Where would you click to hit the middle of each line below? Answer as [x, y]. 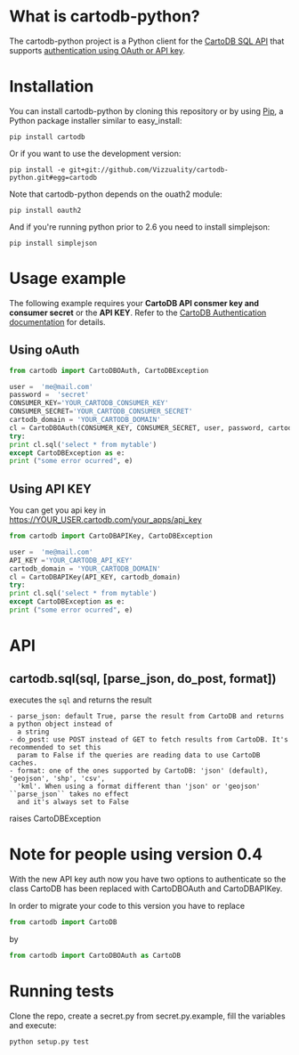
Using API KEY [50, 488]
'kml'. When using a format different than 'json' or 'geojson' [139, 786]
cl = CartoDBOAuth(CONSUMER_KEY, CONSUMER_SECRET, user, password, [137, 428]
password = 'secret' [49, 395]
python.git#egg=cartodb [53, 177]
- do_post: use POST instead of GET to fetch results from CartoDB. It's [149, 739]
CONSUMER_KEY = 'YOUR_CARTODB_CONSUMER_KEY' [89, 403]
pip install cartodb [48, 137]
